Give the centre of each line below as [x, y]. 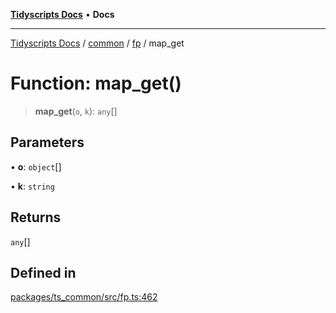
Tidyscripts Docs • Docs [62, 14]
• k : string [32, 186]
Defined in [43, 272]
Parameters [47, 142]
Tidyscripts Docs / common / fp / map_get [97, 43]
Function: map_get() [96, 83]
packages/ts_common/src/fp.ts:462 [84, 297]
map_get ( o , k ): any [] [76, 111]
